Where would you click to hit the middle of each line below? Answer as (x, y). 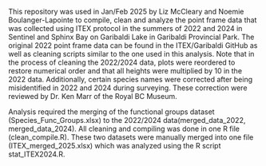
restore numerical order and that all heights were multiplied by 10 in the (125, 71)
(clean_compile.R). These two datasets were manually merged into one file (131, 137)
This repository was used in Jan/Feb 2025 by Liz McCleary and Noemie (126, 12)
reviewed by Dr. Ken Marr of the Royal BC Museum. (93, 96)
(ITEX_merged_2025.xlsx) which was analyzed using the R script (115, 146)
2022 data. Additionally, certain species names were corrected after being (131, 79)
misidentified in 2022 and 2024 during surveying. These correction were (128, 88)
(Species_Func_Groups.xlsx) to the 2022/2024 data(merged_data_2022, (127, 120)
